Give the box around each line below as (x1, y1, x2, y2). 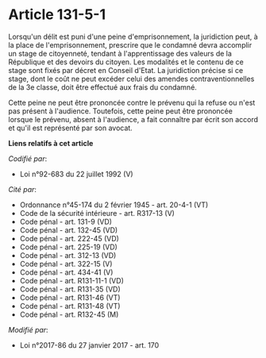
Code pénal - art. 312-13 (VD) (19, 250, 117, 260)
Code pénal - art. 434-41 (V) (19, 268, 114, 277)
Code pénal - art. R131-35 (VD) (19, 284, 121, 294)
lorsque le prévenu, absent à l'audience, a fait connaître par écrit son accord (8, 114, 259, 124)
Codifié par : (8, 153, 48, 164)
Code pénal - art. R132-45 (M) (19, 310, 119, 319)
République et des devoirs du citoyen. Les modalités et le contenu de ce (8, 57, 245, 67)
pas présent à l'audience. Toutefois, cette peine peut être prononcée (8, 106, 233, 116)
